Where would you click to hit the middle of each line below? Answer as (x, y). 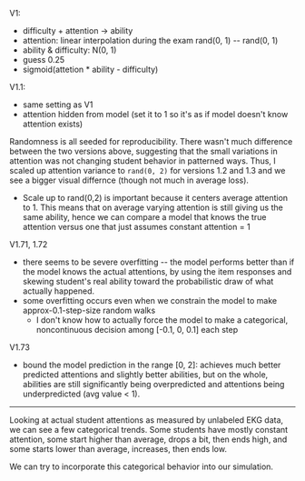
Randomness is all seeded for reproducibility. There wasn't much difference (151, 141)
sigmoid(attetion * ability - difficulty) (90, 69)
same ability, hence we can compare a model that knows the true (144, 217)
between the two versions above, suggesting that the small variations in (144, 151)
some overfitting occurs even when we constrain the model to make (150, 301)
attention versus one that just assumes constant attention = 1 (137, 227)
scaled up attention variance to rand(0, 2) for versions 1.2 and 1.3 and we (148, 170)
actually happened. (59, 291)
